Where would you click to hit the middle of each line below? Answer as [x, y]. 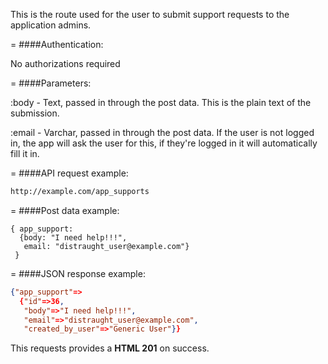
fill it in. [25, 153]
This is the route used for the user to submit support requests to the [150, 14]
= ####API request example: [69, 173]
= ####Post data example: [65, 210]
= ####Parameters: [51, 83]
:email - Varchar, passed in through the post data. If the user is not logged [162, 132]
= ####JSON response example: [78, 273]
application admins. [51, 25]
